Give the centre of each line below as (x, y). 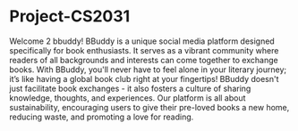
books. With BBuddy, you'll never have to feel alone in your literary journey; (148, 70)
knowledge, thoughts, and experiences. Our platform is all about (128, 98)
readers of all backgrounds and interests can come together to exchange (144, 60)
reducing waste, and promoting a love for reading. (102, 117)
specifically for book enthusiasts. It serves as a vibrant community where (144, 50)
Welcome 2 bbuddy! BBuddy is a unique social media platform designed (142, 41)
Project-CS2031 (70, 16)
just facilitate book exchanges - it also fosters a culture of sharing (130, 88)
